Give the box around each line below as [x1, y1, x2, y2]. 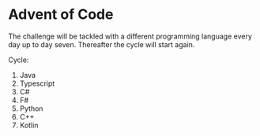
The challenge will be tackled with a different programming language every [8, 31, 253, 41]
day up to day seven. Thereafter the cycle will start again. [8, 39, 195, 49]
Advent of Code [8, 6, 114, 24]
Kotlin [19, 120, 39, 130]
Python [19, 104, 43, 113]
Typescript [19, 79, 55, 88]
